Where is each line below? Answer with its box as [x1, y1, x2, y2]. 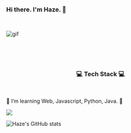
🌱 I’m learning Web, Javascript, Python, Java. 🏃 [6, 97, 123, 104]
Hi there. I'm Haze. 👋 [6, 5, 67, 14]
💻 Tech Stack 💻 [76, 70, 125, 78]
